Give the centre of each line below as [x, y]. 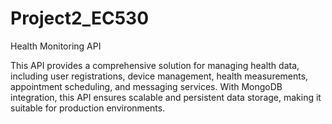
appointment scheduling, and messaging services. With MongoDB [146, 86]
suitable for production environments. [88, 108]
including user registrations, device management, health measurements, [159, 76]
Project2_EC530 [80, 18]
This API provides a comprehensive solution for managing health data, [155, 65]
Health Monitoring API [56, 46]
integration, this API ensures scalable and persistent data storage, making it [166, 97]
